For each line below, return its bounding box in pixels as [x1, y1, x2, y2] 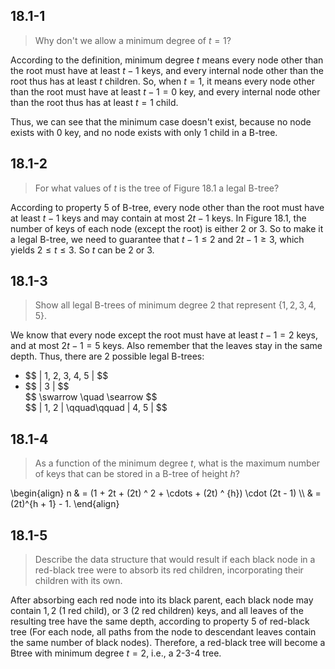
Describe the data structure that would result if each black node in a [34, 554, 316, 566]
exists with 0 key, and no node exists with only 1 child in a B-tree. [10, 126, 278, 138]
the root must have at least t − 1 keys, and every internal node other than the [10, 64, 324, 76]
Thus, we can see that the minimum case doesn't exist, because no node [10, 115, 312, 128]
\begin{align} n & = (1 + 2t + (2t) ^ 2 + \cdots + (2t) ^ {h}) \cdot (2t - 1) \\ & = [10, 487, 322, 499]
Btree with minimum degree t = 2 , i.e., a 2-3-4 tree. [10, 647, 222, 659]
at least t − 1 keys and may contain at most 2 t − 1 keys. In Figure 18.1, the [10, 212, 307, 224]
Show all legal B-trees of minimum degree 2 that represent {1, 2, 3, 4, [34, 299, 317, 311]
